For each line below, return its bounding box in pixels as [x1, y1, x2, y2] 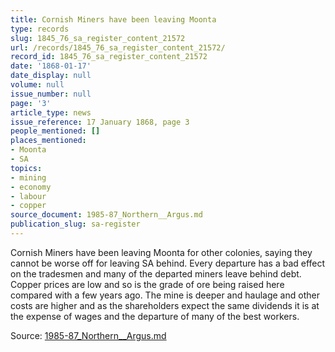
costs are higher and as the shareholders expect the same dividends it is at [10, 299, 320, 311]
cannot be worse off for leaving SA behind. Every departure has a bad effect [10, 257, 326, 269]
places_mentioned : [10, 136, 87, 146]
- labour [10, 191, 47, 201]
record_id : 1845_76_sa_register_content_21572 [10, 52, 208, 62]
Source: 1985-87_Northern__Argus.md [10, 329, 167, 341]
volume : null [10, 80, 65, 90]
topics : [10, 163, 43, 173]
